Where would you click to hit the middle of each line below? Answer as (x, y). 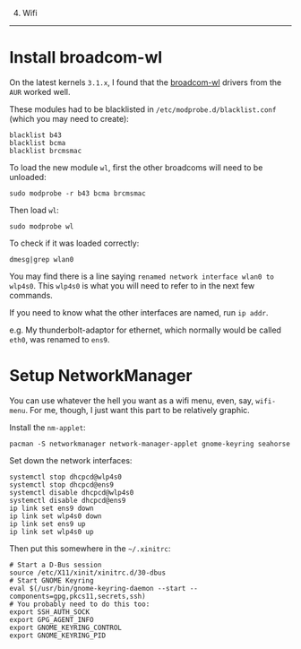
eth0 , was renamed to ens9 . (60, 339)
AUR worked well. (40, 91)
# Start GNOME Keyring (52, 580)
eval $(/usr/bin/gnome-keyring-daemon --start (98, 588)
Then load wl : (34, 210)
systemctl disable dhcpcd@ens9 (68, 500)
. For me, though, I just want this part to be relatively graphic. (138, 410)
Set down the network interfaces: (71, 460)
